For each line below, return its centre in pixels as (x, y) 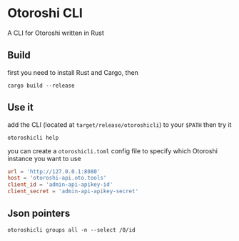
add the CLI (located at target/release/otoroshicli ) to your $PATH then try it (119, 124)
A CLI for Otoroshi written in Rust (56, 33)
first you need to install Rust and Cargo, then (73, 72)
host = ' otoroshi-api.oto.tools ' (57, 178)
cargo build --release (41, 86)
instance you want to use (44, 158)
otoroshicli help (33, 138)
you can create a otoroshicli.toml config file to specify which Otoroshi (112, 150)
